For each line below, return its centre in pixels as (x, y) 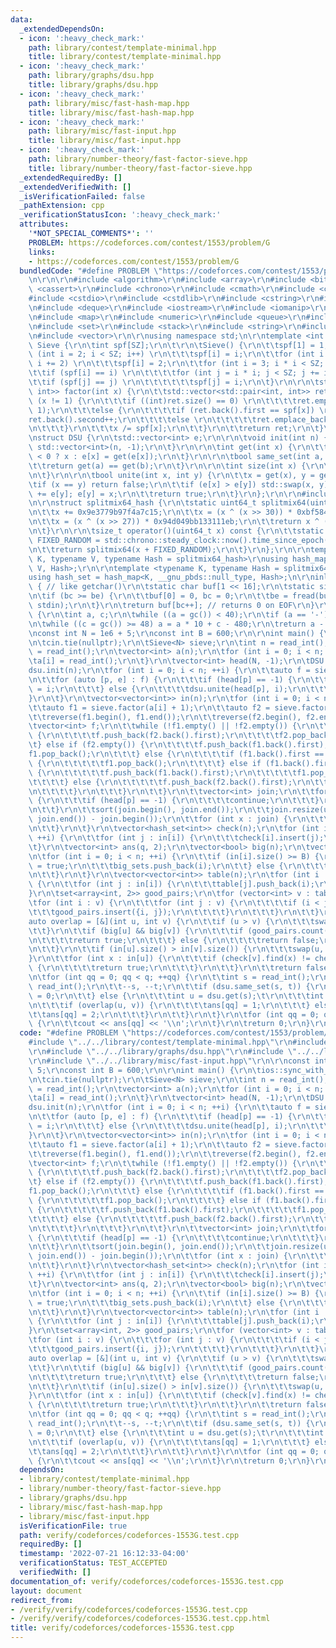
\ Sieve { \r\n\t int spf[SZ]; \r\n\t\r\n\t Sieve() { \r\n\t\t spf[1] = (171, 345)
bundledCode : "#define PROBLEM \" (91, 271)
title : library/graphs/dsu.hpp (93, 85)
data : (21, 19)
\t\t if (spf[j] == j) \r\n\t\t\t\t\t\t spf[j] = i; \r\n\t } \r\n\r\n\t (174, 382)
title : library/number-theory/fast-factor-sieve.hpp (140, 168)
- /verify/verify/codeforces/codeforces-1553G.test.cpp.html (140, 1619)
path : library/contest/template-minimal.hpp (122, 47)
